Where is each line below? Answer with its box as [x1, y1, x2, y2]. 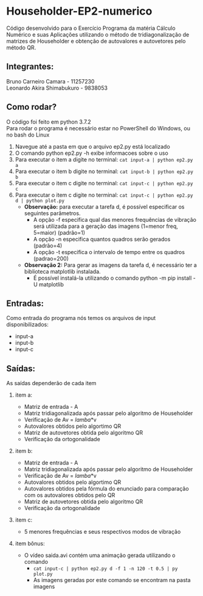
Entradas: [6, 298, 44, 308]
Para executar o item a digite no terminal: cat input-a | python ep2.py [15, 155, 193, 163]
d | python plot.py [15, 197, 65, 204]
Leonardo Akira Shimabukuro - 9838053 [6, 84, 108, 91]
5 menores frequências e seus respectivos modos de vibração [24, 528, 181, 536]
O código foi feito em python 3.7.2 [6, 118, 91, 126]
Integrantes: [6, 62, 54, 72]
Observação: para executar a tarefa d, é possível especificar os [24, 203, 185, 210]
